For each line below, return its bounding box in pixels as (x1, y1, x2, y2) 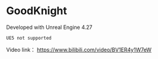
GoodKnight (6, 4, 67, 18)
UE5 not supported (6, 35, 52, 41)
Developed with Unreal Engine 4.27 (6, 24, 93, 31)
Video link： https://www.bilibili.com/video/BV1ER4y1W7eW (6, 46, 152, 53)
